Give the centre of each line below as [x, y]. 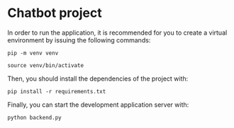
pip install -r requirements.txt [57, 91]
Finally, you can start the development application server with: [98, 105]
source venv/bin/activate [45, 65]
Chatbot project [55, 13]
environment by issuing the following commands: [79, 40]
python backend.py [34, 117]
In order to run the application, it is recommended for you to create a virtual [117, 33]
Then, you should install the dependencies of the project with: [98, 78]
